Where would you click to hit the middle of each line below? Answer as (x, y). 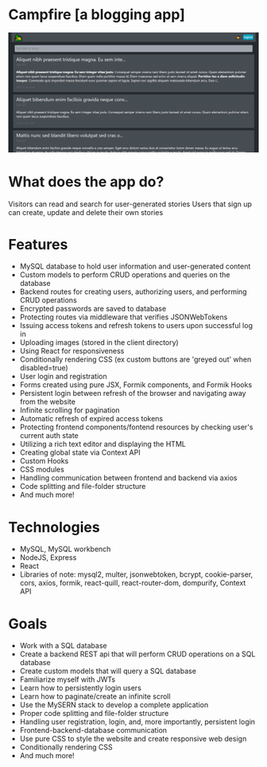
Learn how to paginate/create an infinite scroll (95, 697)
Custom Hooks (44, 461)
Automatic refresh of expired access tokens (91, 419)
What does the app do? (86, 182)
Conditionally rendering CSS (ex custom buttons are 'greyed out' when (135, 359)
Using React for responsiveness (72, 351)
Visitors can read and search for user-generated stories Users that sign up (130, 204)
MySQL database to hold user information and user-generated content (135, 266)
